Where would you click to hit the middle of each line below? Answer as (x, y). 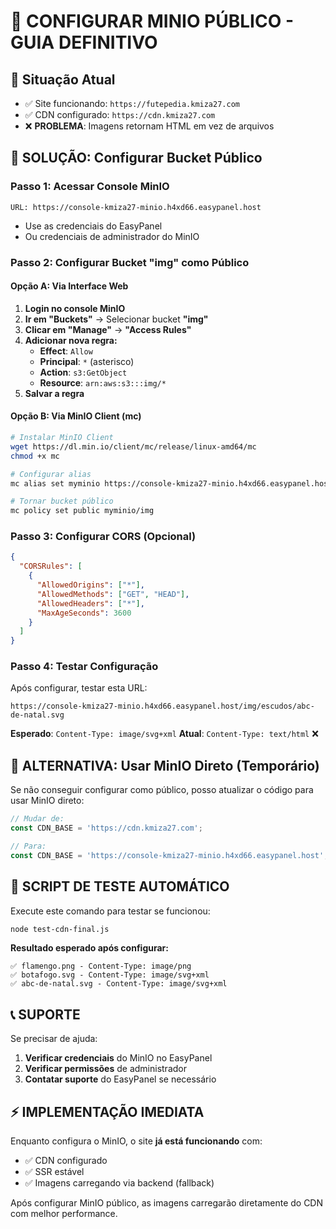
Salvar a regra (54, 393)
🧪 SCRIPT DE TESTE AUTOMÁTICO (120, 886)
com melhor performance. (64, 1214)
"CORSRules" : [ (51, 566)
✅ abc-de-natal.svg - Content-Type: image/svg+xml (119, 984)
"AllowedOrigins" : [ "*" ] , (90, 585)
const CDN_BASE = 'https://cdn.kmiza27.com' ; (106, 828)
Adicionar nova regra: (71, 340)
